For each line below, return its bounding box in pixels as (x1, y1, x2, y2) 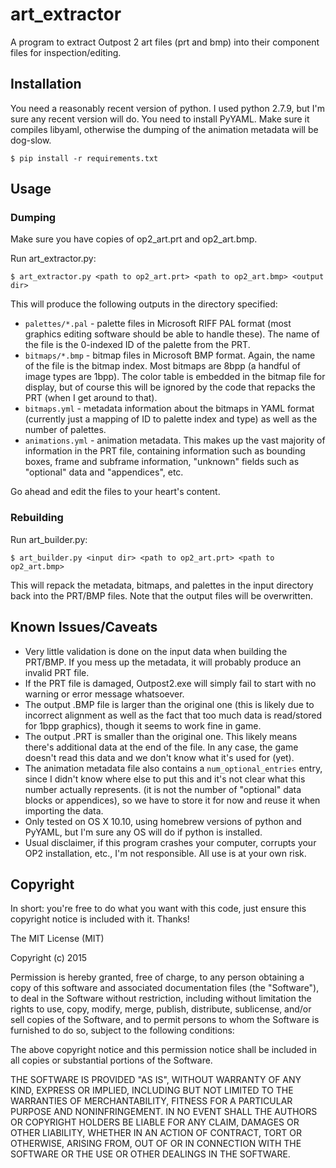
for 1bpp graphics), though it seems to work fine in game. (24, 719, 262, 732)
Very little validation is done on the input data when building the (24, 645, 288, 657)
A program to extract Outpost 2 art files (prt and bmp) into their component (10, 36, 320, 48)
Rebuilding (10, 511, 64, 525)
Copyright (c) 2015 (10, 952, 88, 964)
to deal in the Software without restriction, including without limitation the (10, 993, 312, 1005)
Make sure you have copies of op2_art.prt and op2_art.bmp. (10, 233, 258, 245)
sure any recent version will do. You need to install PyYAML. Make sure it (10, 113, 310, 125)
